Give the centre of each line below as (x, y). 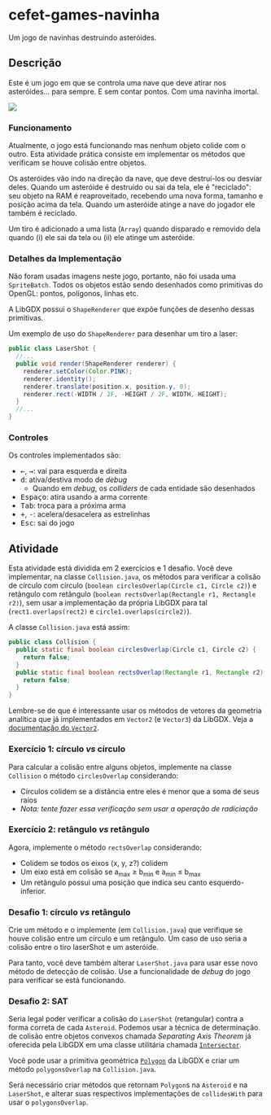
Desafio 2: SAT (38, 1001)
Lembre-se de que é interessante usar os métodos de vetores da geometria (135, 711)
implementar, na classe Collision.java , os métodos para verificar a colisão (135, 577)
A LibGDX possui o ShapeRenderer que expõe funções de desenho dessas (131, 309)
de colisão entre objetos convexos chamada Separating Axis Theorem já (130, 1036)
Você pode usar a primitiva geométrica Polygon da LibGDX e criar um (124, 1060)
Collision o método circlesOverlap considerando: (94, 776)
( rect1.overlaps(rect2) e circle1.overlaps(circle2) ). (100, 611)
